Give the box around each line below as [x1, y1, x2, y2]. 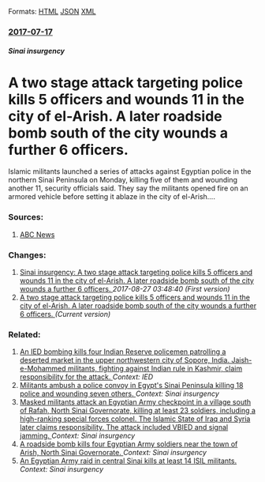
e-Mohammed [19, 363, 66, 374]
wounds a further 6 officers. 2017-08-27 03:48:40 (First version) [19, 284, 230, 294]
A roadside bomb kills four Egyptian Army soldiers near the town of [19, 439, 238, 449]
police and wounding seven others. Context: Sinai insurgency [19, 389, 219, 398]
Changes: [8, 249, 47, 260]
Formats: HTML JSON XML [8, 7, 96, 16]
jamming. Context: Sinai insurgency [19, 431, 136, 441]
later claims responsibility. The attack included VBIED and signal [19, 423, 229, 432]
